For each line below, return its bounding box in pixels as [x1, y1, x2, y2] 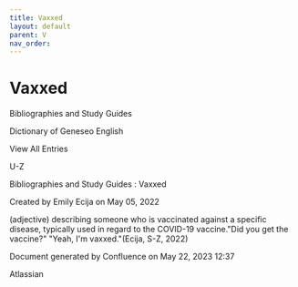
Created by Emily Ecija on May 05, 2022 [9, 197, 159, 208]
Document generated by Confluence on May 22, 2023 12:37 [9, 251, 235, 262]
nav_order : [9, 38, 51, 48]
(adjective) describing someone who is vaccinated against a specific [9, 214, 267, 225]
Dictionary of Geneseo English [9, 126, 124, 137]
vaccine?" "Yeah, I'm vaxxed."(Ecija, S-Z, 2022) [9, 233, 189, 244]
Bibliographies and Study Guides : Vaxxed [9, 179, 167, 190]
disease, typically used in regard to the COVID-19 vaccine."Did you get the [9, 224, 289, 235]
